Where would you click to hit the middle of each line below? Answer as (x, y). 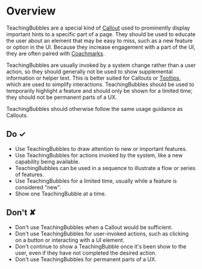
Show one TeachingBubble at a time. (61, 194)
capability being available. (47, 162)
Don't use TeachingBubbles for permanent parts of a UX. (86, 259)
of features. (29, 174)
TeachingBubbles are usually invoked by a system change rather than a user (101, 65)
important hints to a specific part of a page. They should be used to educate (101, 34)
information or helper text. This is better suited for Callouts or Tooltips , (93, 78)
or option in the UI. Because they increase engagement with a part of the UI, (101, 47)
